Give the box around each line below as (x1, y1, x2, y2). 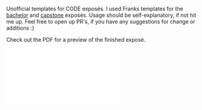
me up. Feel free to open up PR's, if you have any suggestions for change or (6, 18, 196, 25)
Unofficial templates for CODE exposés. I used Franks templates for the (6, 5, 183, 12)
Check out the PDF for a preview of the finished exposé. (6, 36, 146, 43)
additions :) (6, 24, 34, 31)
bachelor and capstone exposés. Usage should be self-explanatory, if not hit (6, 11, 197, 19)
